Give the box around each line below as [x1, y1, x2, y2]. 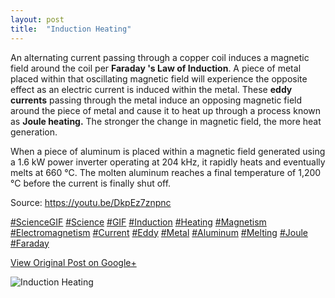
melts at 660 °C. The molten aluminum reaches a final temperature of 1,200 [10, 166, 322, 178]
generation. [10, 126, 58, 138]
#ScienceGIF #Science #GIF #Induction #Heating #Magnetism [10, 216, 267, 228]
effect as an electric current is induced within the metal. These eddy [10, 83, 293, 95]
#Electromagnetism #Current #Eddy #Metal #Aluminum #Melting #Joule [10, 226, 308, 238]
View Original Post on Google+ [10, 256, 137, 268]
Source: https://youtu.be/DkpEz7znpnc [10, 196, 172, 208]
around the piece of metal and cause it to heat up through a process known [10, 104, 322, 116]
